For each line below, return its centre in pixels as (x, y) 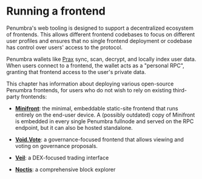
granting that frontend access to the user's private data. (76, 72)
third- (180, 90)
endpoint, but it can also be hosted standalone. (74, 127)
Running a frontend (56, 11)
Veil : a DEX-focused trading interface (62, 157)
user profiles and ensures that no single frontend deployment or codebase (99, 41)
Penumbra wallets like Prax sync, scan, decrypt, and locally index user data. (101, 59)
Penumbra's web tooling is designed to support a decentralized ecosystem (100, 28)
